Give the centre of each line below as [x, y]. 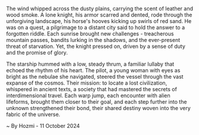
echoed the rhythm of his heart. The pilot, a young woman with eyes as [93, 70]
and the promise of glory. [37, 52]
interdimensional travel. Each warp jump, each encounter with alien [88, 95]
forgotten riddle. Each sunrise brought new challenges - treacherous [90, 34]
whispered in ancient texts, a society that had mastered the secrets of [91, 89]
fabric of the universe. [33, 114]
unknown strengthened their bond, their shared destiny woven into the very [99, 108]
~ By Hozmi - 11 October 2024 [43, 126]
